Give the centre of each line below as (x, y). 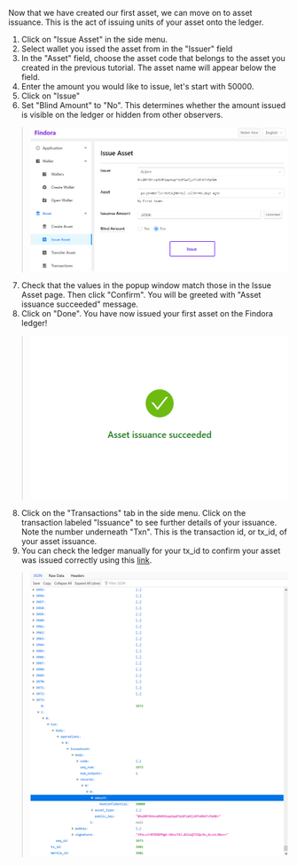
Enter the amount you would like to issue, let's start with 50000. (137, 86)
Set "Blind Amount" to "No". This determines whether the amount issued (153, 105)
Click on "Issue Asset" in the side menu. (94, 39)
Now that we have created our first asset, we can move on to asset (130, 13)
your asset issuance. (59, 542)
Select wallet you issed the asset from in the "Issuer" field (127, 49)
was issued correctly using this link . (86, 560)
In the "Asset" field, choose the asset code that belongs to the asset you (153, 58)
